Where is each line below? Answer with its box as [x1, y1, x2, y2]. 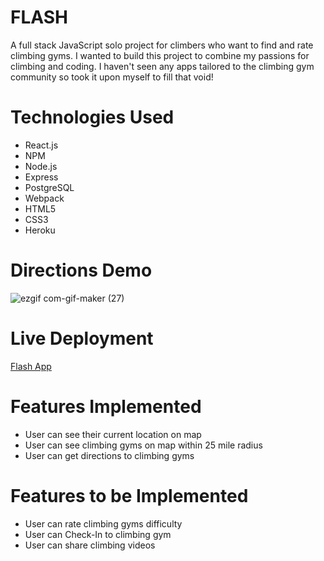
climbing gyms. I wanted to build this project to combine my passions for [10, 49, 310, 61]
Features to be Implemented [10, 484, 249, 507]
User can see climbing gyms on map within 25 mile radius [24, 439, 263, 451]
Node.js [24, 160, 58, 172]
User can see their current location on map [24, 428, 202, 440]
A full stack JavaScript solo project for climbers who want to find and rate [10, 39, 314, 51]
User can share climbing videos [24, 539, 156, 551]
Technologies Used [10, 106, 175, 129]
